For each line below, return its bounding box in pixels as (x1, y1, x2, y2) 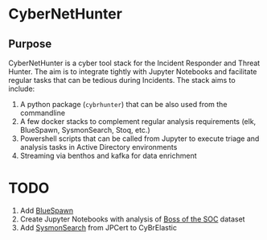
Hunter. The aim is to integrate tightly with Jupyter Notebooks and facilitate (8, 67, 257, 77)
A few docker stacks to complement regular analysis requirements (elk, (19, 117, 257, 126)
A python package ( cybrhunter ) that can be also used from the (19, 100, 228, 109)
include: (8, 84, 35, 93)
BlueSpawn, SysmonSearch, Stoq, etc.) (19, 126, 150, 134)
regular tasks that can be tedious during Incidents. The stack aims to (8, 76, 236, 85)
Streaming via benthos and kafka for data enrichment (19, 151, 197, 160)
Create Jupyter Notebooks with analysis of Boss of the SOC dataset (19, 214, 245, 224)
